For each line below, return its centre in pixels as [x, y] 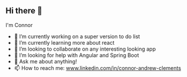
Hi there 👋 [24, 11]
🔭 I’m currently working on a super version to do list [77, 36]
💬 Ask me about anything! [46, 61]
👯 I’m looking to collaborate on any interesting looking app [85, 49]
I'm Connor [19, 25]
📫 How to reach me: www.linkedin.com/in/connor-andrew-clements [98, 68]
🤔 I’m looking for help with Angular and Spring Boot [77, 55]
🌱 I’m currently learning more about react [64, 42]
